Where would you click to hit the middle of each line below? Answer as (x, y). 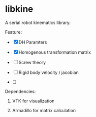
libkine (19, 9)
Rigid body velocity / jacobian (48, 72)
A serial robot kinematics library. (38, 23)
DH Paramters (33, 42)
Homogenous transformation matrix (55, 52)
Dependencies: (20, 91)
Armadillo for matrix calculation (44, 110)
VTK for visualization (33, 101)
